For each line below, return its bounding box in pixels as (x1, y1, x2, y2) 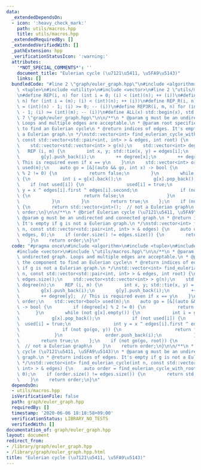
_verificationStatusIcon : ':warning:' (11, 53, 109, 59)
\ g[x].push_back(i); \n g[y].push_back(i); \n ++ (17, 287, 197, 294)
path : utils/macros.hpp (17, 25, 77, 32)
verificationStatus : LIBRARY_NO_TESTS (11, 415, 109, 421)
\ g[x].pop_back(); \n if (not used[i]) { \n (17, 315, 186, 321)
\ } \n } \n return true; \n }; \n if (17, 198, 186, 204)
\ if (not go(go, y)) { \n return (17, 326, 191, 333)
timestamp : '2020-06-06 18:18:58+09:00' (11, 410, 114, 416)
